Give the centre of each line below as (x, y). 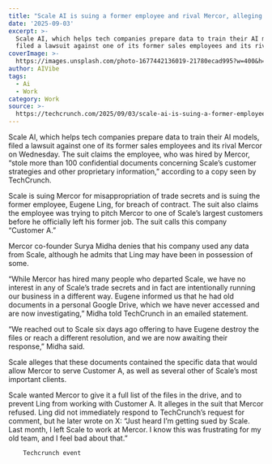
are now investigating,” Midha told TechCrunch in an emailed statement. (128, 314)
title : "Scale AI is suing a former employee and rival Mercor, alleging (136, 16)
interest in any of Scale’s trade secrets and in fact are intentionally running (132, 288)
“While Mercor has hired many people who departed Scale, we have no (127, 279)
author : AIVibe (34, 69)
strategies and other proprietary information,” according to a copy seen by (132, 172)
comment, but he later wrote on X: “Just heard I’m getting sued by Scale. (129, 421)
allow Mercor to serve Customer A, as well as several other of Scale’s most (133, 371)
